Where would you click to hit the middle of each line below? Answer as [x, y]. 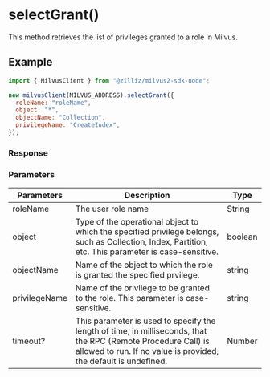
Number [242, 341]
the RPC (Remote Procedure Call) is [143, 341]
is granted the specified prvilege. [137, 275]
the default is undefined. [121, 361]
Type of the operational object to [137, 222]
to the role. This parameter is [129, 298]
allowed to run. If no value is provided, [147, 351]
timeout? [29, 341]
